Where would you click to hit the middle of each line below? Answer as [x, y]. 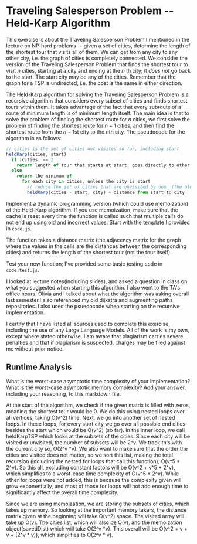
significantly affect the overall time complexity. [62, 492]
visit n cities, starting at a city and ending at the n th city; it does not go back [98, 70]
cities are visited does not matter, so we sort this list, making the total [90, 455]
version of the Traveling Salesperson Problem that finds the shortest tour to [97, 64]
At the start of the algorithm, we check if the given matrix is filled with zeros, [98, 405]
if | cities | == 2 [33, 159]
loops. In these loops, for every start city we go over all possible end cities [96, 424]
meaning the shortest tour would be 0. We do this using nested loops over [95, 411]
